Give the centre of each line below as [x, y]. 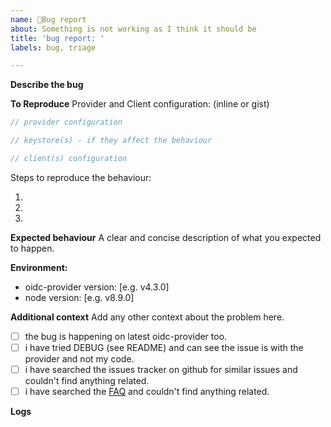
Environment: [39, 267]
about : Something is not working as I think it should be [133, 29]
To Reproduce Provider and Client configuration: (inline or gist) [140, 104]
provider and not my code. [79, 359]
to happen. [32, 248]
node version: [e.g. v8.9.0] [79, 297]
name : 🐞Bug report [48, 19]
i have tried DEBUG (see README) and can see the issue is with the [164, 347]
